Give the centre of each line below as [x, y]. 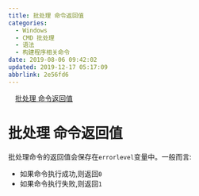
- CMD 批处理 [35, 38]
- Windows [31, 30]
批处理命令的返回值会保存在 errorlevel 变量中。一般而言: [100, 156]
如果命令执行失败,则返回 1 [61, 183]
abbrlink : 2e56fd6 [38, 75]
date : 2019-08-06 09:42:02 [53, 60]
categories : [28, 23]
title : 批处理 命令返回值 [46, 15]
